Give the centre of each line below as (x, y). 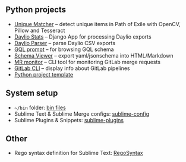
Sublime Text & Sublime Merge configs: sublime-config (82, 114)
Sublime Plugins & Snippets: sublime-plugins (69, 120)
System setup (32, 93)
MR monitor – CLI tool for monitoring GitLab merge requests (87, 62)
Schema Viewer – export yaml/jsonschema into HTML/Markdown (94, 55)
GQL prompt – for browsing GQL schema (64, 49)
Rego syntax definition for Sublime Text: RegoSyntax (78, 153)
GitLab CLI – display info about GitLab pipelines (72, 68)
